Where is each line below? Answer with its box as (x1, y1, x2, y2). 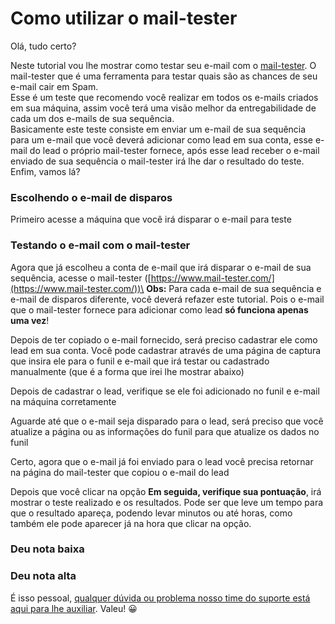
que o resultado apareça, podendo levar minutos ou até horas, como (10, 507, 293, 519)
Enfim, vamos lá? (10, 165, 81, 177)
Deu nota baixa (10, 542, 85, 556)
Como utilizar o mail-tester (10, 7, 238, 30)
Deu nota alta (10, 569, 77, 583)
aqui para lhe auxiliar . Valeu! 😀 (10, 602, 138, 614)
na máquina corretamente (10, 395, 117, 407)
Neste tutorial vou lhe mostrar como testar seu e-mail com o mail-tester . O (10, 59, 317, 71)
